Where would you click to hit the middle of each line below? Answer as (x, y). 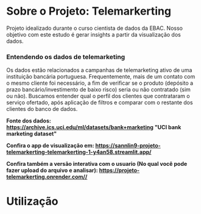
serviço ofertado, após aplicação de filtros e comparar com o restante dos (100, 102)
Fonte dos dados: (29, 121)
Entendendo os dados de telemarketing (66, 57)
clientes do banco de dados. (42, 109)
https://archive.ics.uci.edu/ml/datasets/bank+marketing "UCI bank (94, 127)
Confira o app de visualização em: (50, 146)
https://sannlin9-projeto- (128, 146)
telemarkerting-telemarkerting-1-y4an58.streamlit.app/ (79, 152)
